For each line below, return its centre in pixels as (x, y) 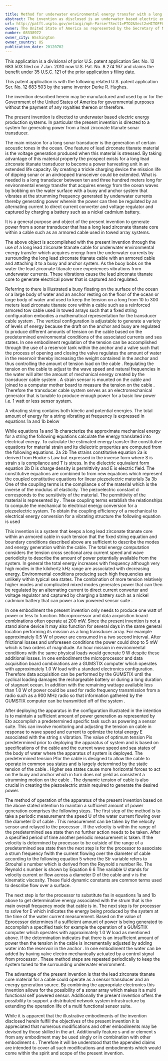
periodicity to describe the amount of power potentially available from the (81, 558)
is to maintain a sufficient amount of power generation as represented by (80, 716)
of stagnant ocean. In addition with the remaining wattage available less (79, 684)
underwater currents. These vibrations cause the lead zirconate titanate (79, 274)
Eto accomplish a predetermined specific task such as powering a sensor (81, 721)
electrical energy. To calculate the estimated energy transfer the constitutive (84, 441)
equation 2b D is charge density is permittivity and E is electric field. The (80, 468)
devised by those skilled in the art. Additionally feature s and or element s (81, 1031)
